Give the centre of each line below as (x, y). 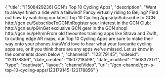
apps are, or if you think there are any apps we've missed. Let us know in (80, 49)
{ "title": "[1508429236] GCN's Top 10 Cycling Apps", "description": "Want (81, 7)
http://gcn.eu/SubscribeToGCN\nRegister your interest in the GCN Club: (78, 23)
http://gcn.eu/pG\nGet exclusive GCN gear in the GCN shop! (66, 28)
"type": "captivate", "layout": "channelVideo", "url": (57, 65)
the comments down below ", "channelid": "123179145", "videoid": (72, 54)
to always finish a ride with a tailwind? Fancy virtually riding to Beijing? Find (82, 12)
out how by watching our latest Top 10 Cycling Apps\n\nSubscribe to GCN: (81, 18)
